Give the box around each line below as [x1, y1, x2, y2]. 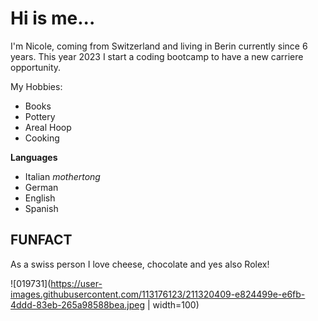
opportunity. [10, 61, 62, 73]
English [24, 192, 56, 204]
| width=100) [146, 298, 200, 311]
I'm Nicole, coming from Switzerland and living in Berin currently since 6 [10, 40, 308, 52]
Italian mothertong [24, 170, 101, 182]
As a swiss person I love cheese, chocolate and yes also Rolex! [10, 258, 270, 270]
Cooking [24, 132, 60, 144]
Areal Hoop [24, 121, 72, 133]
